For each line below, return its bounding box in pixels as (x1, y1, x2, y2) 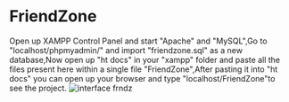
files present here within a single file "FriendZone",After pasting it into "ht (9, 64, 278, 75)
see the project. (9, 82, 67, 93)
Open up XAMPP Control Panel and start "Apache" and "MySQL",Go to (9, 35, 268, 46)
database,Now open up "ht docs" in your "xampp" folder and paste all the (9, 54, 281, 65)
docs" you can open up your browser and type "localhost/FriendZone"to (9, 73, 276, 83)
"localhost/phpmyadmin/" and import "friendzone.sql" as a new (9, 44, 244, 55)
